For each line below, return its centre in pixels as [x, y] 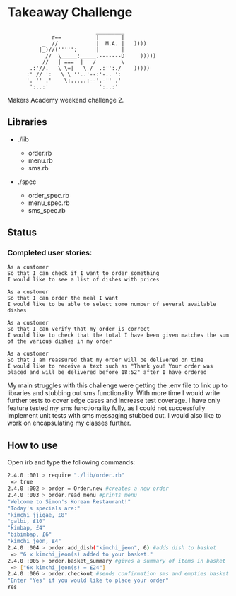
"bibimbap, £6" [30, 534]
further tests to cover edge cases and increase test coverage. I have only [114, 401]
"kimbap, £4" [26, 528]
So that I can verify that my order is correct [79, 329]
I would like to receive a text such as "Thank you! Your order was [110, 366]
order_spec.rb [48, 195]
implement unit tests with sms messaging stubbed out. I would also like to [114, 416]
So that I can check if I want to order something [83, 274]
